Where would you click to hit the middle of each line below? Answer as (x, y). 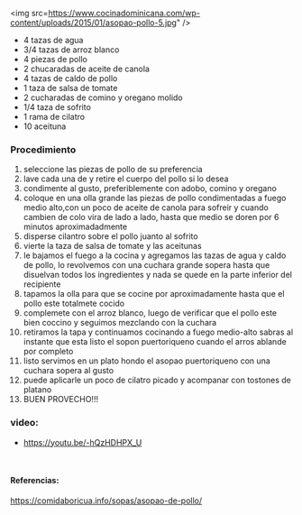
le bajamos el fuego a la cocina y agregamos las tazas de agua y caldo (155, 255)
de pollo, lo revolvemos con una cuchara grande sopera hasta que (146, 265)
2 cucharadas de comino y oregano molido (103, 97)
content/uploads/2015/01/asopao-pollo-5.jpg (93, 23)
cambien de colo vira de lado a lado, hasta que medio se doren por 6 (151, 217)
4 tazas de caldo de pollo (70, 78)
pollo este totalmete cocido (74, 303)
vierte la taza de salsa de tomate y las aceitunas (112, 246)
